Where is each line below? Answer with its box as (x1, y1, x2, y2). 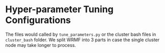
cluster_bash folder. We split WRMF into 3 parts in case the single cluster (5, 37, 160, 43)
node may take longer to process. (5, 42, 76, 48)
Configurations (5, 14, 71, 26)
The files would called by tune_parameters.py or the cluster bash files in (5, 31, 156, 37)
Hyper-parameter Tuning (5, 4, 114, 15)
